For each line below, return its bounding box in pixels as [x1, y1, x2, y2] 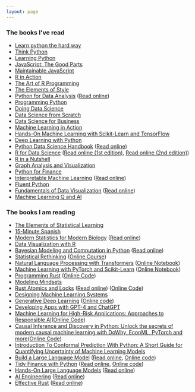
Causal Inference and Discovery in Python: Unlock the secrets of [14, 323, 174, 330]
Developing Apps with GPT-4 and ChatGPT [14, 304, 121, 311]
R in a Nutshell [14, 155, 51, 162]
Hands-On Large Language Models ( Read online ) [14, 366, 136, 374]
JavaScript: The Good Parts [14, 61, 83, 68]
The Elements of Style [14, 86, 70, 93]
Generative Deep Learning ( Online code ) [14, 298, 114, 305]
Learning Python [14, 54, 56, 61]
